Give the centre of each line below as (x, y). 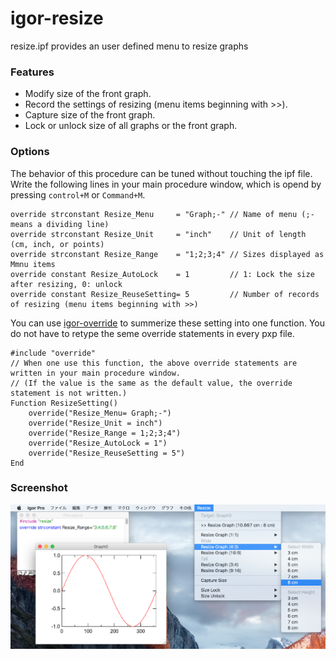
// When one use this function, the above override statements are (154, 363)
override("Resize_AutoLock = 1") (98, 443)
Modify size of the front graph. (88, 94)
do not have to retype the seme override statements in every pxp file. (152, 333)
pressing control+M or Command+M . (78, 194)
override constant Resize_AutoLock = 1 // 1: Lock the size (162, 274)
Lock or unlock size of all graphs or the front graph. (131, 126)
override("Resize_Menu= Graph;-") (100, 413)
